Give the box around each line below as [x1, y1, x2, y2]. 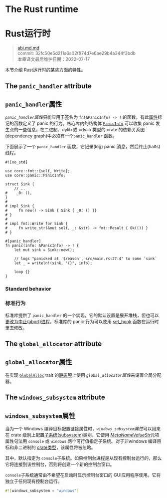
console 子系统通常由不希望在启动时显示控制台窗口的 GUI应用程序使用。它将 [5, 472, 161, 478]
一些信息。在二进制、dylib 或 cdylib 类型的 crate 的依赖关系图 [18, 127, 145, 133]
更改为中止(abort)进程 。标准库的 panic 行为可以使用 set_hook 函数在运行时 [5, 318, 159, 324]
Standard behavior [5, 286, 51, 293]
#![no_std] [5, 160, 28, 165]
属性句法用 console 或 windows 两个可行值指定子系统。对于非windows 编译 [5, 438, 157, 444]
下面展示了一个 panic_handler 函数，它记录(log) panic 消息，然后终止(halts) [5, 144, 161, 150]
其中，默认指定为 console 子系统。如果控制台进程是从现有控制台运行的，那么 [5, 455, 162, 461]
